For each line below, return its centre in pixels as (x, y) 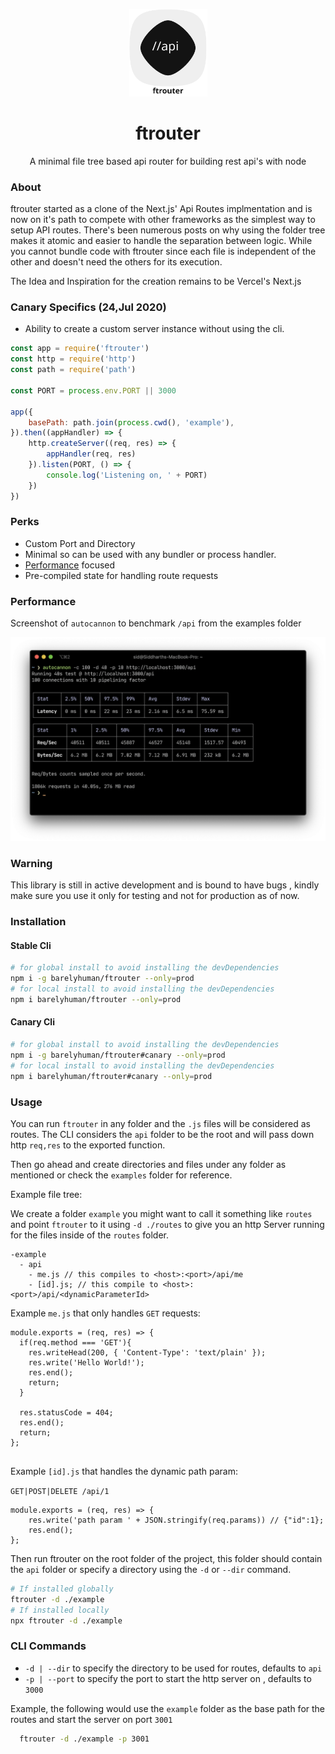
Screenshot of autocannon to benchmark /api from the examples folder (156, 623)
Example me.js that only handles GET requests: (105, 1313)
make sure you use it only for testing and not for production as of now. (155, 896)
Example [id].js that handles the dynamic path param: (124, 1471)
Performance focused (70, 565)
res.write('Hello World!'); (86, 1362)
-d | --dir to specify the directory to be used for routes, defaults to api (173, 1668)
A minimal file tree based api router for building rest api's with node (168, 161)
